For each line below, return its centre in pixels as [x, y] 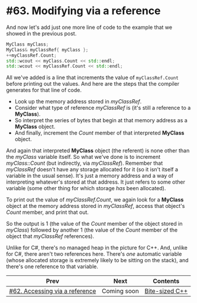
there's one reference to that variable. [52, 266]
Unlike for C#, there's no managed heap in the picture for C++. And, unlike [97, 248]
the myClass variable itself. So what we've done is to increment [83, 157]
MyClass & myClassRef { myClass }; [47, 50]
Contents [166, 281]
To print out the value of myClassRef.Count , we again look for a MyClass [95, 200]
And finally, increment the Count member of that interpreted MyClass [99, 133]
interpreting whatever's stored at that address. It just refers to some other [96, 182]
